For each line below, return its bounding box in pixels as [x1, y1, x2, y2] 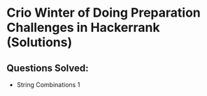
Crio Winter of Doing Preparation [6, 5, 201, 21]
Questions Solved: [6, 62, 89, 74]
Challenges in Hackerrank [6, 19, 160, 35]
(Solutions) [6, 35, 73, 50]
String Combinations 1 [16, 81, 80, 88]
